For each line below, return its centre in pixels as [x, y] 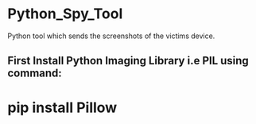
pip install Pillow [62, 107]
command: [35, 74]
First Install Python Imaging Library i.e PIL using [128, 61]
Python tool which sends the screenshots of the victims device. [111, 36]
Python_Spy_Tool [65, 14]
